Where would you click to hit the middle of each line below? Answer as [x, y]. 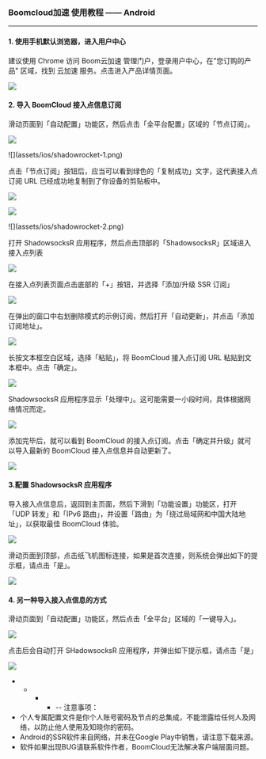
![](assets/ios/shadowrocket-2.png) [66, 226]
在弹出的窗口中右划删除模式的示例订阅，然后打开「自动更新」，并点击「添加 [131, 316]
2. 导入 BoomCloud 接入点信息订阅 [65, 105]
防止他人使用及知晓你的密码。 [89, 727]
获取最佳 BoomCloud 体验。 [78, 523]
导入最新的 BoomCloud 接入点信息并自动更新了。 [95, 450]
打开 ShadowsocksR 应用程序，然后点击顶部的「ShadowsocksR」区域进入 [130, 242]
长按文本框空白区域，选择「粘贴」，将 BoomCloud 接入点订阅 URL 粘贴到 [127, 357]
